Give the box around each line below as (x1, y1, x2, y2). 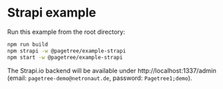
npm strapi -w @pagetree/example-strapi (7, 47, 127, 55)
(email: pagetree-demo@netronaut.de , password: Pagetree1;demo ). (7, 74, 193, 82)
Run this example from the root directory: (7, 28, 125, 36)
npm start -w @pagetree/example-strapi (7, 54, 123, 61)
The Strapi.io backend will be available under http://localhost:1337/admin (7, 66, 217, 75)
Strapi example (7, 5, 96, 21)
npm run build (7, 41, 49, 48)
